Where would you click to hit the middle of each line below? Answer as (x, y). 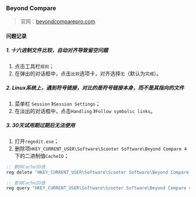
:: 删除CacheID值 (26, 167)
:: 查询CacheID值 (26, 183)
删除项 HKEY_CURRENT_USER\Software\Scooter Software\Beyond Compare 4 (101, 148)
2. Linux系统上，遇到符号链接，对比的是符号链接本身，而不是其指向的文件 (95, 88)
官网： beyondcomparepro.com (58, 22)
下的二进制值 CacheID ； (41, 156)
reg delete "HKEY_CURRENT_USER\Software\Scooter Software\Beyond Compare (98, 172)
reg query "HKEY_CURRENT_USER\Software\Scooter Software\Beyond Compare (96, 188)
